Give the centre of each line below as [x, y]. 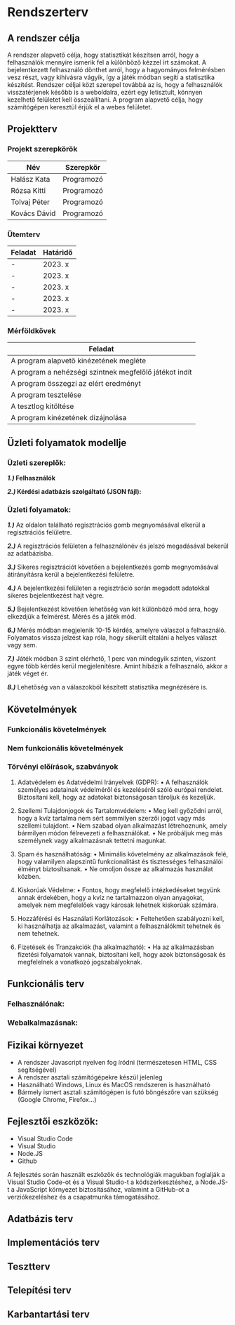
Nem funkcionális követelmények [66, 748]
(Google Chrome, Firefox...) [57, 1099]
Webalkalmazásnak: [43, 1023]
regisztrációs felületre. [40, 532]
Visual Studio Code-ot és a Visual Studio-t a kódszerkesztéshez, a [103, 1182]
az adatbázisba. [31, 553]
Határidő [58, 252]
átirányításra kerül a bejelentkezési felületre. [71, 574]
